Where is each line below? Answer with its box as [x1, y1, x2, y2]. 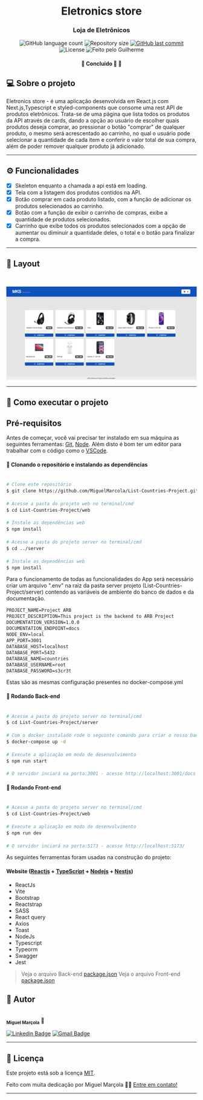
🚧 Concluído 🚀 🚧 [81, 60, 122, 67]
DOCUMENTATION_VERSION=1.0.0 [6, 620, 80, 626]
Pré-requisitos [6, 418, 62, 428]
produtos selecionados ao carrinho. [14, 202, 104, 210]
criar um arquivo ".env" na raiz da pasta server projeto [6, 582, 141, 589]
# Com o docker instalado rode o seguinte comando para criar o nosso [6, 733, 188, 739]
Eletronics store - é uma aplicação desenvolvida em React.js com [6, 97, 169, 104]
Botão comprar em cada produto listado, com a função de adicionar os [14, 195, 192, 203]
